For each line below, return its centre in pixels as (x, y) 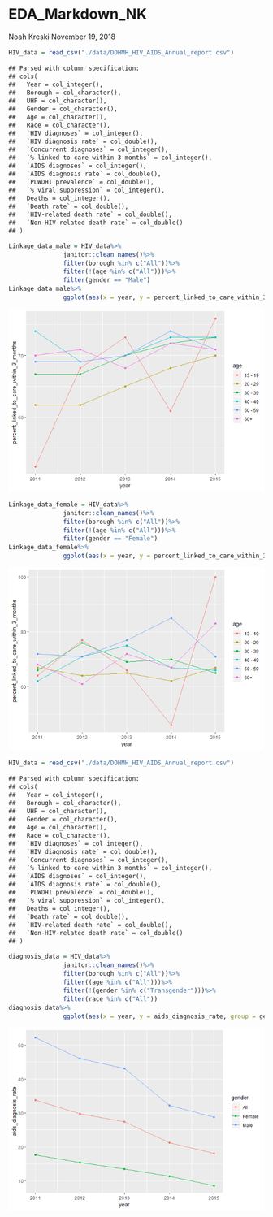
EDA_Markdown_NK (78, 14)
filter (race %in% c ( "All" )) (110, 999)
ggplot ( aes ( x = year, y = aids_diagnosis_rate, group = (159, 1016)
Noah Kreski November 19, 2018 (62, 37)
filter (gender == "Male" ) (107, 280)
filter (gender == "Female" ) (110, 539)
